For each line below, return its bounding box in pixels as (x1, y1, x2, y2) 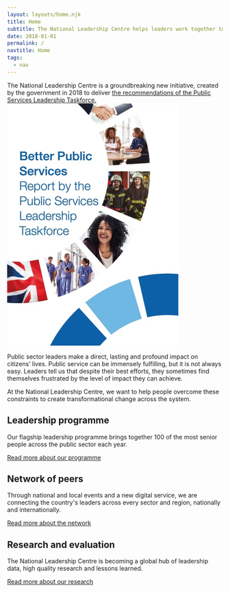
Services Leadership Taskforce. (7, 96, 97, 104)
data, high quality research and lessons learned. (7, 565, 143, 573)
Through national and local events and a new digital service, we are (7, 491, 197, 500)
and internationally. (7, 506, 62, 514)
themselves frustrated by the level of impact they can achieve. (7, 374, 183, 383)
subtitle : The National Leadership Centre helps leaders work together (7, 25, 216, 32)
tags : (7, 55, 23, 62)
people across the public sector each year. (7, 440, 128, 448)
